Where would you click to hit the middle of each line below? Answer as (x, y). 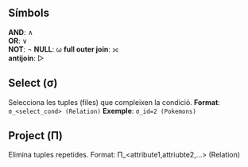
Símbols (29, 13)
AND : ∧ (21, 32)
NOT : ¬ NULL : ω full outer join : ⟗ (64, 49)
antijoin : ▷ (26, 58)
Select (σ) (33, 83)
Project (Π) (36, 136)
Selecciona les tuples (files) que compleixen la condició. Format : (114, 102)
